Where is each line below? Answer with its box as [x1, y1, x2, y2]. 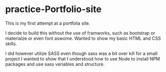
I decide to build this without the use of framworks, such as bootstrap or [5, 30, 155, 36]
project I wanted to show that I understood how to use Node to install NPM [5, 55, 160, 61]
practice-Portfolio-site [5, 4, 102, 15]
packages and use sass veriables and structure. [5, 61, 105, 67]
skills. [5, 40, 17, 46]
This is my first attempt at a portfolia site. [5, 20, 90, 26]
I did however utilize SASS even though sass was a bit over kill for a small [5, 50, 158, 56]
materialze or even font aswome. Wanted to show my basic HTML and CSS [5, 35, 161, 41]
